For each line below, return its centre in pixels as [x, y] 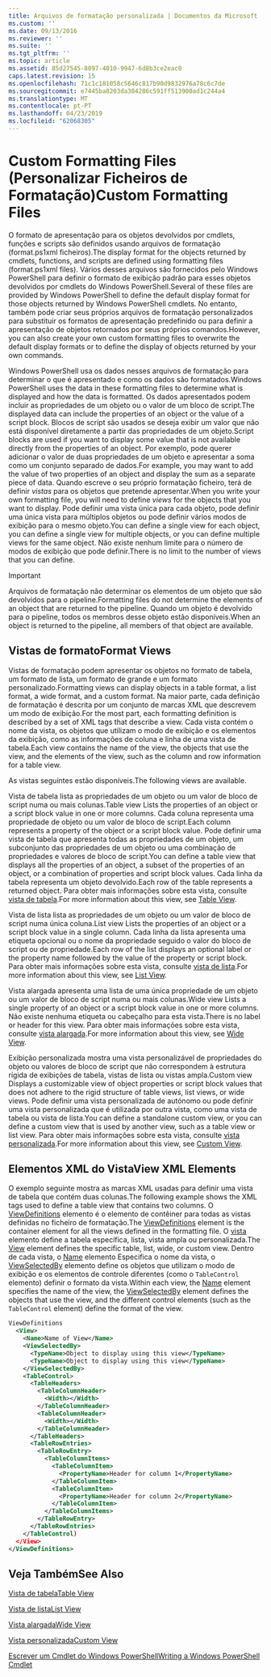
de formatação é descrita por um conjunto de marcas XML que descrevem [132, 705]
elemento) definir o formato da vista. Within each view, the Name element [130, 1283]
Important [25, 575]
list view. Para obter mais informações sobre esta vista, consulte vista [124, 1135]
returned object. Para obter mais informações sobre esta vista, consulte [128, 891]
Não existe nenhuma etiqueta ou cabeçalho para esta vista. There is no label [134, 1016]
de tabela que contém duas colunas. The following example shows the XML [133, 1197]
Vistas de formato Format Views [90, 651]
